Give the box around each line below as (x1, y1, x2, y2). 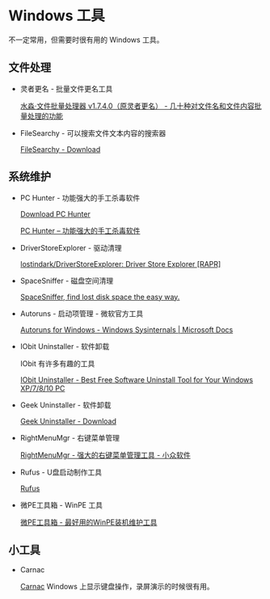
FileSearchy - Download (19, 144, 101, 154)
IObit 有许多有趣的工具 (19, 358, 95, 368)
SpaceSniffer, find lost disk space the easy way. (19, 292, 180, 302)
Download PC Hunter (19, 209, 91, 218)
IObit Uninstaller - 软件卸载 (19, 341, 110, 351)
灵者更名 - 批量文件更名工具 (19, 83, 113, 93)
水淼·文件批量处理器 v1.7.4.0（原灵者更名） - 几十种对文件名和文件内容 (19, 101, 255, 111)
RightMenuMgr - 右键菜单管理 (19, 432, 120, 442)
